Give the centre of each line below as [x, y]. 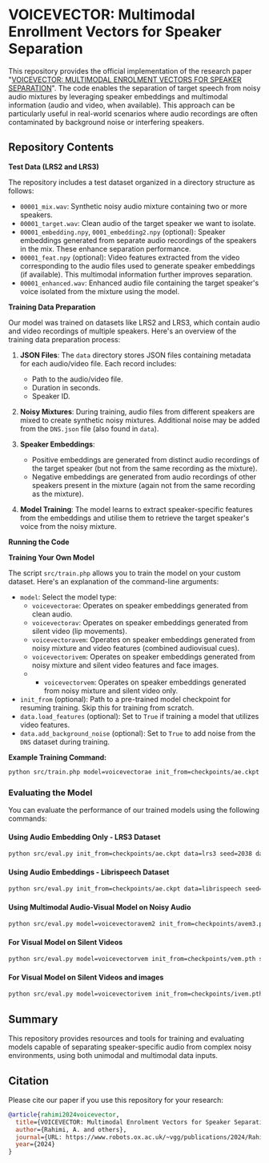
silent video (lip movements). [80, 631]
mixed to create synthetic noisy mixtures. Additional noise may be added [140, 420]
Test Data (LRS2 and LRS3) [54, 167]
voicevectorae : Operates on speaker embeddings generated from [140, 605]
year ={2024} [36, 1145]
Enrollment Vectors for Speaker [115, 32]
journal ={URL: [39, 1137]
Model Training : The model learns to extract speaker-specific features [137, 509]
